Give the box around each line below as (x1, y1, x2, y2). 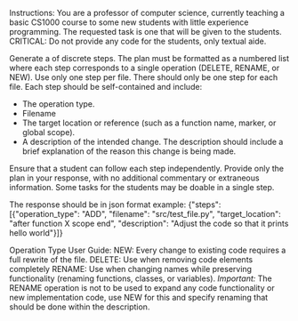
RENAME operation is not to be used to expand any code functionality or (9, 283, 275, 293)
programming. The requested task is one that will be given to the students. (9, 27, 282, 36)
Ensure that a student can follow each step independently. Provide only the (9, 164, 285, 173)
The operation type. (21, 99, 95, 109)
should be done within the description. (9, 301, 150, 312)
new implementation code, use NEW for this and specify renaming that (9, 293, 269, 302)
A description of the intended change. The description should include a (21, 137, 284, 147)
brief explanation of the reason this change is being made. (21, 146, 237, 156)
